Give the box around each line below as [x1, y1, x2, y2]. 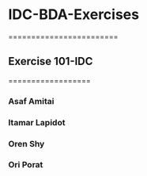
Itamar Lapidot [8, 117, 66, 128]
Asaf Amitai [8, 95, 55, 106]
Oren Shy [8, 138, 45, 149]
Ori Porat [8, 159, 43, 170]
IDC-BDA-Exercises [8, 6, 140, 24]
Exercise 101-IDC [8, 55, 93, 68]
